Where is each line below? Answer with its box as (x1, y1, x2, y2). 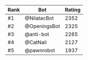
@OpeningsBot (24, 23, 61, 29)
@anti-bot (24, 31, 49, 38)
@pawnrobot (24, 47, 55, 54)
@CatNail (24, 39, 47, 46)
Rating (65, 6, 81, 13)
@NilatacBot (24, 15, 54, 21)
